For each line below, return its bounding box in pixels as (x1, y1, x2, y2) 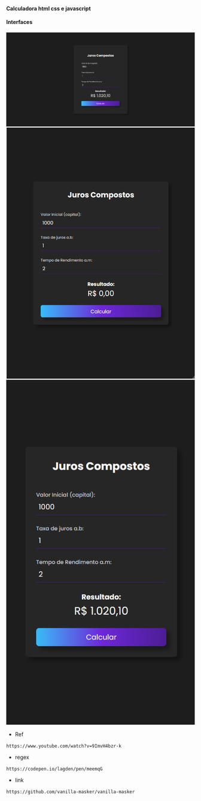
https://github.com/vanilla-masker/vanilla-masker (6, 788, 135, 795)
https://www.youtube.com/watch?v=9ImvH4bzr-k (6, 743, 121, 749)
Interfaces (6, 19, 33, 26)
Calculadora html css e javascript (6, 5, 91, 12)
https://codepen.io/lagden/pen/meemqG (6, 766, 103, 772)
